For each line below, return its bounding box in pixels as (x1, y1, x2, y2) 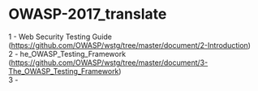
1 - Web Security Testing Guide (8, 32, 112, 41)
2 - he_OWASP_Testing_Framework (8, 49, 127, 58)
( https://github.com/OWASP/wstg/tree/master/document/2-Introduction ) (8, 40, 252, 50)
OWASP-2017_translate (8, 5, 167, 24)
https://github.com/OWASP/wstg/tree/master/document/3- (11, 58, 209, 67)
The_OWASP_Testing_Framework (8, 66, 119, 76)
